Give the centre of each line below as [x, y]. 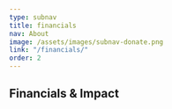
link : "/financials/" [49, 50]
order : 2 [25, 58]
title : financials [43, 25]
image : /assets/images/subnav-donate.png [86, 42]
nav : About [29, 33]
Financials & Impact [64, 94]
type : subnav [33, 17]
